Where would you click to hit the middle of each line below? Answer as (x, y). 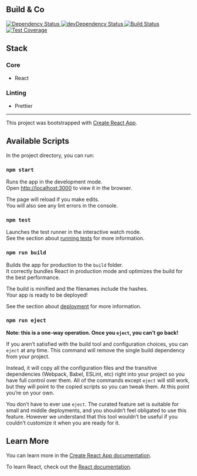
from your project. (28, 356)
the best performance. (33, 277)
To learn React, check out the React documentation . (69, 467)
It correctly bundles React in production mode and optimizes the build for (94, 271)
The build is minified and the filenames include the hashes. (77, 288)
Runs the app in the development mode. (54, 182)
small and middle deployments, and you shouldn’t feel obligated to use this (96, 410)
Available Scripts (38, 141)
